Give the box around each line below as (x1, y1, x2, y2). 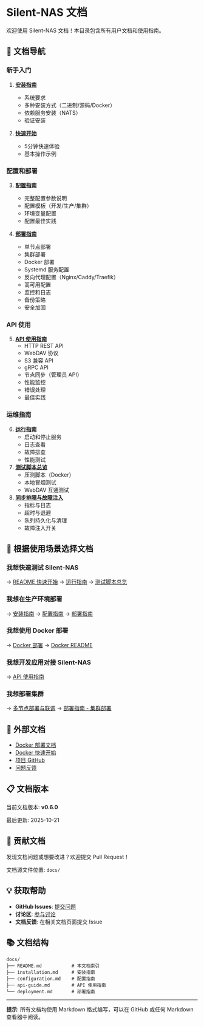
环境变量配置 (24, 209, 56, 217)
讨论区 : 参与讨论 (15, 910, 56, 917)
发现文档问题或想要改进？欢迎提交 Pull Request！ (6, 853, 129, 860)
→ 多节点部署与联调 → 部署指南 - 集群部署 (6, 705, 112, 712)
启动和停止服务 (24, 433, 62, 440)
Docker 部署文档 (15, 741, 56, 749)
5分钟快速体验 (24, 142, 59, 149)
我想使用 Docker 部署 (6, 627, 69, 635)
